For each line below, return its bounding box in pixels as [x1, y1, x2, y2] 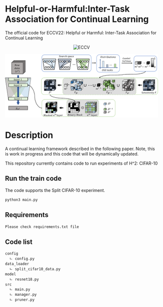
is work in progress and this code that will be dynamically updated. [5, 151, 139, 157]
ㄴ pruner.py [9, 297, 35, 302]
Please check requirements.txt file [5, 224, 79, 229]
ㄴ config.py [9, 256, 35, 261]
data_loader [5, 261, 29, 266]
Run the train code [5, 174, 62, 183]
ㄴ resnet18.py [9, 277, 39, 282]
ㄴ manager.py [9, 292, 37, 297]
